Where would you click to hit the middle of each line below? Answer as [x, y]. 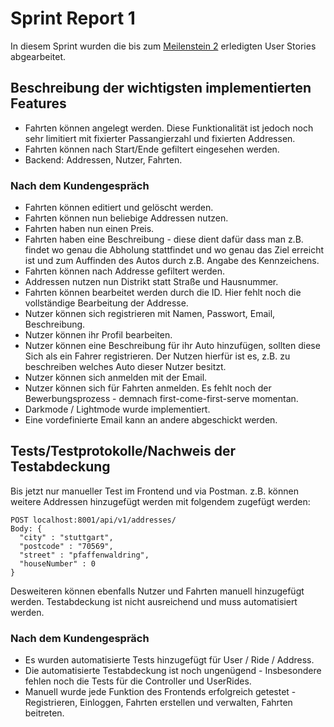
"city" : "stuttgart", [66, 537]
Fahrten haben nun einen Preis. [89, 229]
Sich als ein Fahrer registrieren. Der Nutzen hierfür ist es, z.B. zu [157, 356]
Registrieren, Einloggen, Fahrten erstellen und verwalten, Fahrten [158, 703]
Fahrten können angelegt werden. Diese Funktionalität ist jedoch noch [169, 128]
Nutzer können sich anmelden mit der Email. [116, 378]
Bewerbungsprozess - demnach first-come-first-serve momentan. [161, 399]
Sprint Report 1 [73, 18]
